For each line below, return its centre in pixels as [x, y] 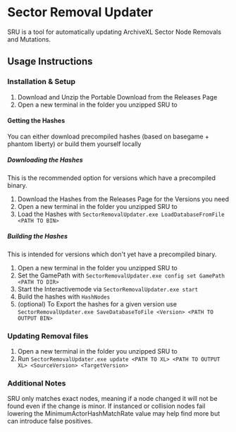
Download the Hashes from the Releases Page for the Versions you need [123, 199]
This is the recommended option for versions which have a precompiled [112, 178]
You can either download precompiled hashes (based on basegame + [108, 136]
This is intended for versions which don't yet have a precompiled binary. [112, 254]
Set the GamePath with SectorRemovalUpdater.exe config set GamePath [121, 275]
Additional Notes [37, 383]
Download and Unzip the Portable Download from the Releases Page [117, 97]
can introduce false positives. [50, 421]
